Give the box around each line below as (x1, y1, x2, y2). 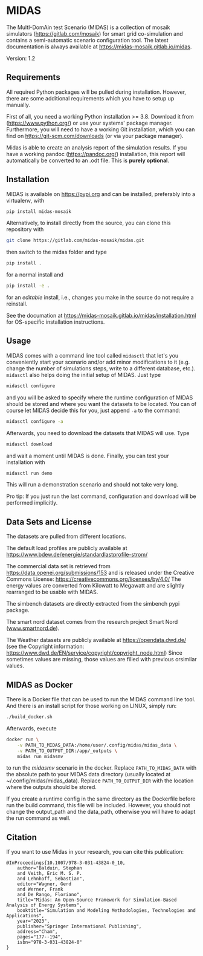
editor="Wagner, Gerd (17, 881, 71, 887)
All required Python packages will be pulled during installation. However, (6, 88, 186, 96)
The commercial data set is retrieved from (6, 563, 111, 570)
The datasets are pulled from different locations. (6, 533, 127, 540)
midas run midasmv (17, 753, 63, 759)
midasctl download (6, 441, 53, 447)
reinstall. (6, 300, 28, 307)
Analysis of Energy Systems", (6, 902, 83, 908)
